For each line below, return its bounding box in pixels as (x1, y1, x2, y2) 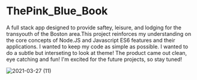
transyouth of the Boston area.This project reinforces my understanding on (6, 30, 192, 37)
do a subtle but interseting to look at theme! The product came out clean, (6, 49, 187, 56)
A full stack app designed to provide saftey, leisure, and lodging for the (6, 24, 182, 31)
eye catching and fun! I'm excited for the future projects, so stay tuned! (6, 56, 182, 63)
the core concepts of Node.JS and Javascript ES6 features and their (6, 36, 175, 44)
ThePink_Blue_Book (6, 4, 108, 18)
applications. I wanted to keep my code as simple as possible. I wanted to (6, 43, 189, 50)
